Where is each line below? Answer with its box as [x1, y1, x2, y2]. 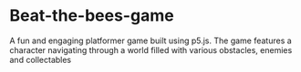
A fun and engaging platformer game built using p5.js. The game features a [9, 35, 292, 46]
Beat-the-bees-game [9, 5, 175, 26]
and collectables [9, 54, 72, 65]
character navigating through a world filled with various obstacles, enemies [9, 44, 293, 55]
